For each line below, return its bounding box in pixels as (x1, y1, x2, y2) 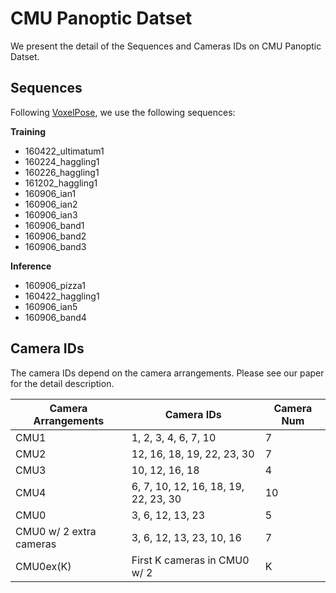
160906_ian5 (24, 300, 78, 312)
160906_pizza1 (24, 279, 86, 291)
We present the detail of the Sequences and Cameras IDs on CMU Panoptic (10, 40, 322, 52)
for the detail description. (10, 377, 115, 389)
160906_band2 (24, 230, 87, 242)
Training (10, 125, 47, 137)
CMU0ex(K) (15, 559, 72, 573)
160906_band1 (24, 219, 85, 231)
